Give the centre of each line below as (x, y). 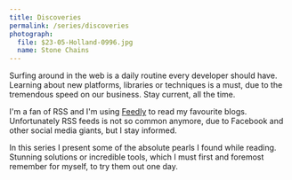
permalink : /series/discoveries (69, 26)
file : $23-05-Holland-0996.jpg (75, 42)
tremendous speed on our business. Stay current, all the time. (122, 95)
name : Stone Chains (53, 51)
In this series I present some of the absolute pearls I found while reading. (143, 148)
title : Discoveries (45, 17)
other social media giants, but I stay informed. (93, 130)
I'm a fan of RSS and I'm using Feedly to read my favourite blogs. (128, 112)
